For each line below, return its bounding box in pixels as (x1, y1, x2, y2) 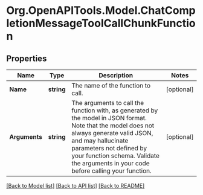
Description (98, 71, 134, 79)
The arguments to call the (71, 99, 144, 107)
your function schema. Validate (71, 152, 160, 160)
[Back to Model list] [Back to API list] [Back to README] (6, 182, 145, 189)
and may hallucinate (71, 136, 129, 145)
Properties (6, 53, 47, 63)
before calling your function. (71, 167, 152, 175)
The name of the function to (71, 82, 151, 89)
